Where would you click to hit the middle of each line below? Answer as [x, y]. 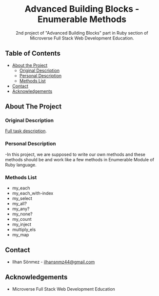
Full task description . [26, 131]
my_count [22, 219]
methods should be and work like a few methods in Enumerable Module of [80, 159]
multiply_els [24, 230]
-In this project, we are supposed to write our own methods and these [75, 154]
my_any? [21, 209]
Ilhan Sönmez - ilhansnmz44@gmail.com [53, 262]
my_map [20, 235]
